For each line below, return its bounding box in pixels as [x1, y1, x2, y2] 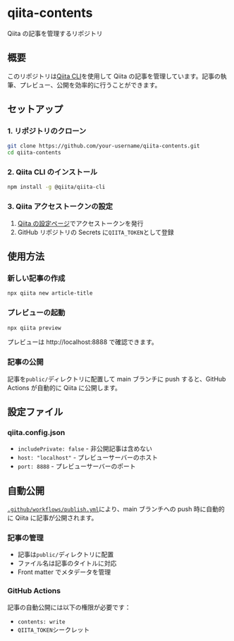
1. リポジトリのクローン [7, 126, 87, 136]
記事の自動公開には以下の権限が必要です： [7, 603, 131, 611]
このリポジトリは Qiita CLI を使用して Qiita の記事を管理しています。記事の [7, 72, 221, 80]
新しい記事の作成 [7, 273, 66, 283]
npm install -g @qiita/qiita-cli [7, 183, 106, 191]
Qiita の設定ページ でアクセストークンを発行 [17, 219, 144, 227]
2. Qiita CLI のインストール [7, 167, 98, 177]
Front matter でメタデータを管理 [17, 568, 111, 576]
